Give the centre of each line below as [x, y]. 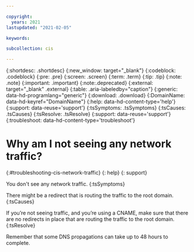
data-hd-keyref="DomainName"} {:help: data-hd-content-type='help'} [91, 102]
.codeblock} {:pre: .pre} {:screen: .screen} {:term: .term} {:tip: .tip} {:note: [94, 77]
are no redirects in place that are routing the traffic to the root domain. [90, 219]
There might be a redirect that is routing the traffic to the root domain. [90, 195]
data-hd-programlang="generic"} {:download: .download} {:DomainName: [96, 96]
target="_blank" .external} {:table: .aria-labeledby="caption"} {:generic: [92, 89]
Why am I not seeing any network [89, 144]
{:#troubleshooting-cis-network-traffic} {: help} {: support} [77, 173]
